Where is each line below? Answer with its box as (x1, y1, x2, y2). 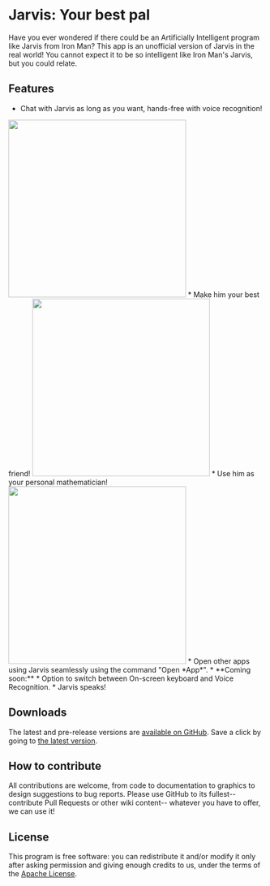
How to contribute (8, 759, 102, 772)
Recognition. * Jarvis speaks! (8, 682, 107, 691)
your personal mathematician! (8, 477, 108, 487)
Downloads (8, 706, 67, 720)
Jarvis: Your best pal (8, 6, 151, 24)
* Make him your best (187, 290, 259, 299)
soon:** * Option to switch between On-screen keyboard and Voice (8, 673, 234, 683)
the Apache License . (8, 869, 77, 879)
